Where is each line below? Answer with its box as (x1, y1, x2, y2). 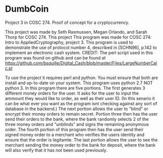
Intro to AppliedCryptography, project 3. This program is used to (5, 39, 133, 45)
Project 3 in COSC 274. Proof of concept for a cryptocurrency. (5, 20, 130, 25)
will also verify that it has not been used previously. (5, 147, 108, 153)
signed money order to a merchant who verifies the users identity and (5, 132, 145, 138)
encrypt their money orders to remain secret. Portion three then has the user (5, 111, 158, 117)
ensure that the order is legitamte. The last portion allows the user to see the (5, 137, 158, 142)
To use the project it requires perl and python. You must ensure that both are (5, 75, 158, 80)
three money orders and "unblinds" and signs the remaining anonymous (5, 121, 149, 127)
